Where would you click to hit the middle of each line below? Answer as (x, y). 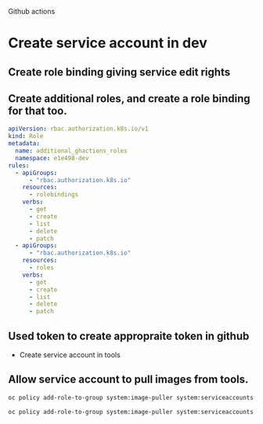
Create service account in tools (70, 355)
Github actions (32, 11)
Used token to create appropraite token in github (129, 336)
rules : (19, 165)
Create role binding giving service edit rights (119, 72)
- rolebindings (54, 195)
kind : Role (26, 137)
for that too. (38, 110)
